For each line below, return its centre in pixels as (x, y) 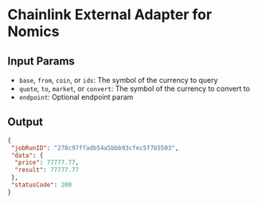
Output (25, 122)
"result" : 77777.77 (47, 170)
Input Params (41, 61)
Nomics (33, 31)
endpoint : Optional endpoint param (76, 97)
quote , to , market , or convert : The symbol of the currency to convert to (134, 88)
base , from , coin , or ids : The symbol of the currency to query (118, 80)
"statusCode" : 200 (41, 185)
